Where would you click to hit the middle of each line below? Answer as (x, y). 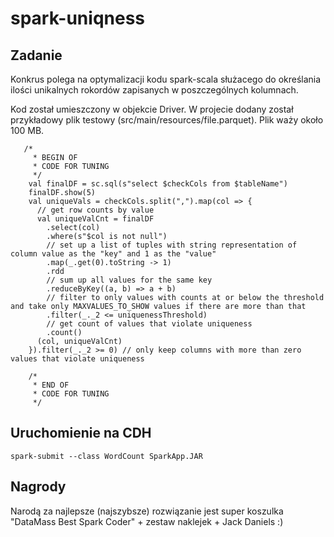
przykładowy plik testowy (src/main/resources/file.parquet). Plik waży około (167, 120)
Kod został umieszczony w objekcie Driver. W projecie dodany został (152, 109)
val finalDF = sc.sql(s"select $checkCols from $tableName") (158, 184)
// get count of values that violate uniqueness (149, 324)
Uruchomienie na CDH (81, 433)
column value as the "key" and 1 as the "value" (113, 254)
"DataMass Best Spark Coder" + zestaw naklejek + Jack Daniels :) (147, 521)
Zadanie (36, 55)
